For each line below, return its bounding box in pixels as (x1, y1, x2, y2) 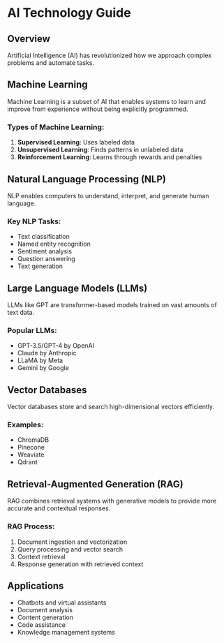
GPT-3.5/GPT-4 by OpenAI (17, 341, 95, 350)
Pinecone (17, 443, 45, 452)
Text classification (17, 232, 70, 241)
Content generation (17, 613, 74, 622)
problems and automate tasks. (7, 59, 95, 67)
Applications (7, 579, 64, 591)
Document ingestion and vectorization (17, 538, 128, 546)
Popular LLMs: (7, 325, 57, 335)
